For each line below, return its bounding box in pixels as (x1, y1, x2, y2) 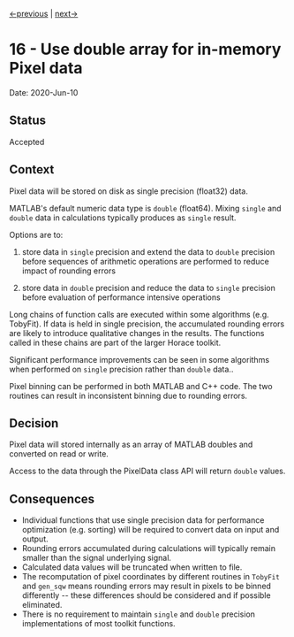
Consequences (9, 491, 95, 506)
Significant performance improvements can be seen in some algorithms (9, 354, 270, 365)
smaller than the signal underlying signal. (21, 553, 172, 564)
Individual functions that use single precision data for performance (21, 515, 265, 526)
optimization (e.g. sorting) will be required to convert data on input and (21, 525, 280, 535)
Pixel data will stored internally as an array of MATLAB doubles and (9, 439, 253, 450)
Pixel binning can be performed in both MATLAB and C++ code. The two (9, 380, 273, 391)
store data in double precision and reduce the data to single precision (21, 282, 275, 293)
